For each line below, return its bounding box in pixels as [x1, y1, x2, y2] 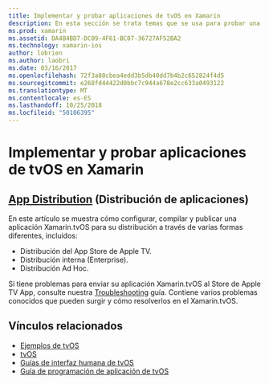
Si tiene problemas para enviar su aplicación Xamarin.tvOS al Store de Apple [8, 279, 261, 288]
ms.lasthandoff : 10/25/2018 [8, 101, 103, 109]
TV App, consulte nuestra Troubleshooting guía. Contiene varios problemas [8, 288, 259, 297]
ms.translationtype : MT [8, 86, 88, 95]
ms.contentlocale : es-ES [8, 94, 92, 102]
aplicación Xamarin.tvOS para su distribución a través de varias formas [8, 223, 243, 231]
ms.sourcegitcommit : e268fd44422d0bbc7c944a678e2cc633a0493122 [8, 79, 225, 87]
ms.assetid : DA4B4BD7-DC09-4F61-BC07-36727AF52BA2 [8, 34, 181, 43]
